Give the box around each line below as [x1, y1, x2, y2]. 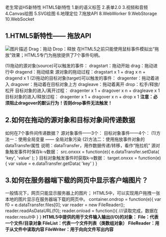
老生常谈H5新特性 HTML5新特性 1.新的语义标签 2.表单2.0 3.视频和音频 [5, 4, 148, 10]
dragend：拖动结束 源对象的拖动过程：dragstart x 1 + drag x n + [14, 69, 146, 75]
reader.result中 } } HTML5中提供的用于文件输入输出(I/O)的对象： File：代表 [5, 214, 159, 220]
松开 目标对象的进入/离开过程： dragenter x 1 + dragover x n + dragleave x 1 [5, 87, 160, 93]
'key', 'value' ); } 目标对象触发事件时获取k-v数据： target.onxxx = [5, 155, 138, 160]
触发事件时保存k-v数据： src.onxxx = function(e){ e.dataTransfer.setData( [9, 149, 160, 155]
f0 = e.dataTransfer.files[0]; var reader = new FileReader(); [5, 202, 125, 208]
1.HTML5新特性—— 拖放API [5, 32, 92, 40]
